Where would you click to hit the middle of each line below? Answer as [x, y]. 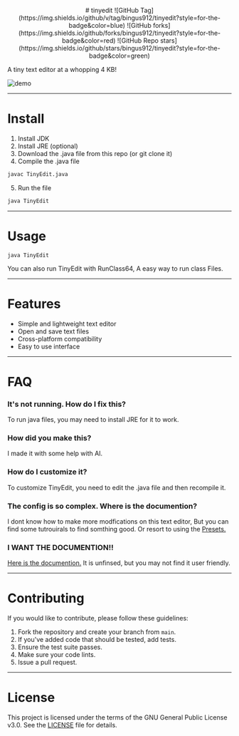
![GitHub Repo [138, 41]
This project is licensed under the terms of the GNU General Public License [117, 717]
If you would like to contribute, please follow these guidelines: [98, 618]
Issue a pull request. [47, 663]
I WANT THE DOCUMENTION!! [60, 547]
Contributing [46, 598]
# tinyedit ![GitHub [112, 10]
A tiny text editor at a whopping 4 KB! [62, 69]
